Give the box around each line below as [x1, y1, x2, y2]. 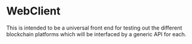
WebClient [6, 4, 61, 18]
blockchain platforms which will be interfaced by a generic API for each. [6, 30, 187, 37]
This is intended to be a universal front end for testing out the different [6, 24, 182, 31]
